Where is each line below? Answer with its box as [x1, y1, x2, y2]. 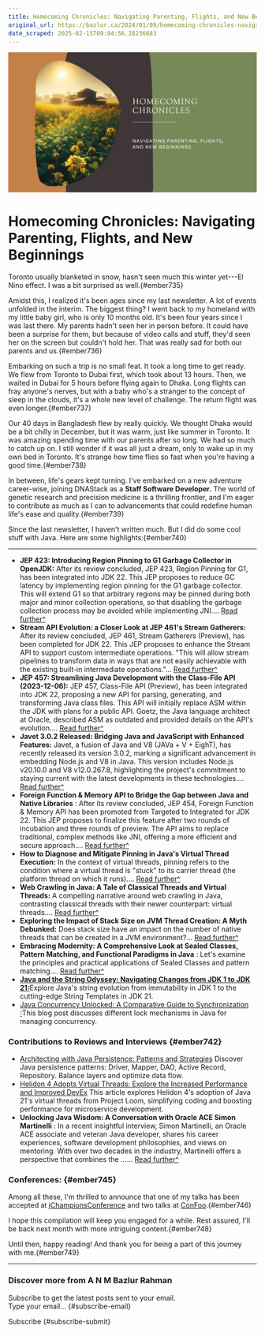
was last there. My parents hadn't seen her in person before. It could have [8, 320, 249, 330]
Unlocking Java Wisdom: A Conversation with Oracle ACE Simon [19, 1113, 237, 1122]
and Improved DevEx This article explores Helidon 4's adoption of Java [19, 1088, 251, 1097]
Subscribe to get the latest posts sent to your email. [8, 1293, 176, 1302]
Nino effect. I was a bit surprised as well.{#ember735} [8, 280, 184, 289]
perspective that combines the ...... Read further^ [19, 1155, 179, 1164]
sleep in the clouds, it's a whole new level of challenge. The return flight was [8, 394, 257, 404]
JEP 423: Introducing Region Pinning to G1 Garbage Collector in [19, 555, 233, 565]
